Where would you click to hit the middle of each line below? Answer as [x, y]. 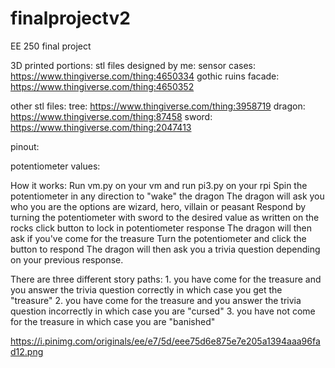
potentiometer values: [55, 166]
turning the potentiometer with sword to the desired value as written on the [165, 217]
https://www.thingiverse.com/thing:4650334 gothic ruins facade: [145, 76]
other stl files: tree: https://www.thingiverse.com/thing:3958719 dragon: [158, 106]
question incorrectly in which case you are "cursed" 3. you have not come [163, 311]
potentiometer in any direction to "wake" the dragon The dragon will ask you [167, 196]
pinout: [25, 146]
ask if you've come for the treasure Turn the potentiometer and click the [158, 238]
